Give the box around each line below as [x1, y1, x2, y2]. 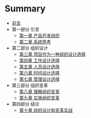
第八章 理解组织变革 [19, 88, 60, 95]
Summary [4, 3, 45, 14]
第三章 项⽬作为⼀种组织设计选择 [19, 51, 86, 57]
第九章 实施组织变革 [19, 95, 60, 101]
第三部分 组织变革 [11, 82, 48, 88]
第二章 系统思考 [19, 38, 51, 45]
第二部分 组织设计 [11, 45, 48, 51]
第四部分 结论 [11, 101, 40, 107]
